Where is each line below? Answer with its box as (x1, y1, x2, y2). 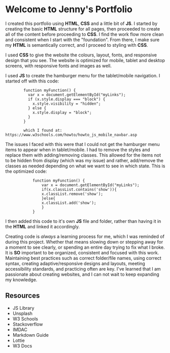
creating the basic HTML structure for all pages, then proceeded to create (5, 25, 160, 32)
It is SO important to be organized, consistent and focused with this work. (5, 249, 159, 255)
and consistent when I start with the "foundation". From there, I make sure (5, 37, 160, 43)
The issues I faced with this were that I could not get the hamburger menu (5, 141, 160, 147)
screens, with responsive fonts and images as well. (5, 63, 112, 69)
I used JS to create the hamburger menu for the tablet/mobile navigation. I (5, 72, 160, 78)
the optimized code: (5, 168, 47, 174)
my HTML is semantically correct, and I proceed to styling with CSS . (5, 42, 148, 48)
